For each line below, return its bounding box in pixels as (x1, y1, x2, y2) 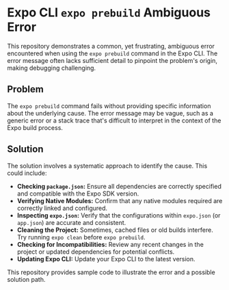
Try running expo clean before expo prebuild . (16, 233, 146, 241)
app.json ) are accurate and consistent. (16, 218, 126, 226)
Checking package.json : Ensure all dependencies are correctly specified (16, 182, 222, 190)
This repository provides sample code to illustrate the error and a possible (7, 268, 215, 276)
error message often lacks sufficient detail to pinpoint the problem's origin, (7, 56, 217, 64)
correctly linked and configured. (16, 204, 108, 212)
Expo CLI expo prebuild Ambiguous (7, 5, 211, 21)
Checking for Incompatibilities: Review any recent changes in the (16, 240, 204, 248)
